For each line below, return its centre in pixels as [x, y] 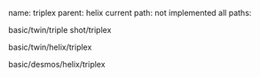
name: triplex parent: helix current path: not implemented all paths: [130, 13]
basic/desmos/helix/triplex [57, 64]
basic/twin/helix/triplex [50, 47]
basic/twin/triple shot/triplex [60, 30]
